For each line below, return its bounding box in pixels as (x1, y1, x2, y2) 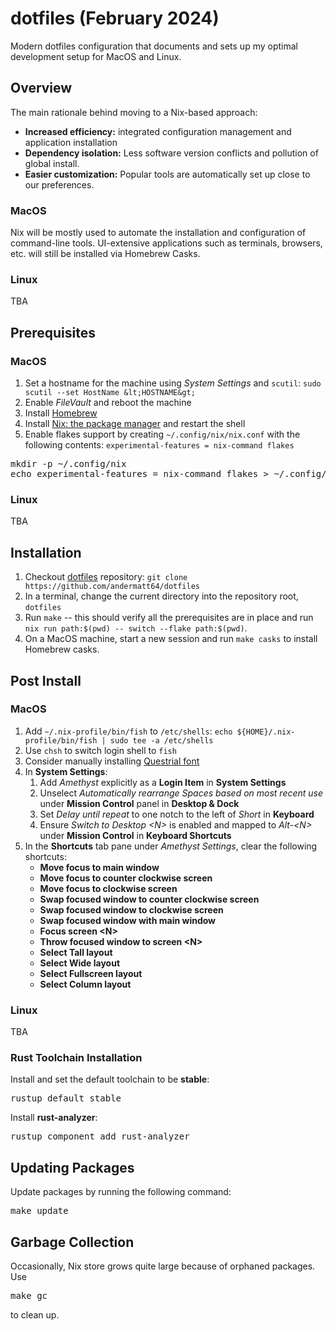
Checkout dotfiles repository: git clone (24, 571, 188, 583)
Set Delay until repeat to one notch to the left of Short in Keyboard (39, 808, 315, 820)
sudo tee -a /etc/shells (109, 735, 214, 746)
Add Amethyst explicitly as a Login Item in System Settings (39, 776, 287, 788)
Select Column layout (39, 978, 132, 990)
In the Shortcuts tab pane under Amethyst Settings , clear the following (24, 840, 318, 852)
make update (10, 1205, 69, 1217)
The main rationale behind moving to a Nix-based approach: (10, 106, 258, 118)
